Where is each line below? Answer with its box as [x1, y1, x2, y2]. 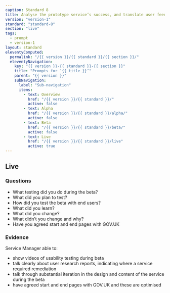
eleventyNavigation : [10, 59, 53, 64]
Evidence [5, 233, 29, 240]
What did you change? [12, 210, 60, 216]
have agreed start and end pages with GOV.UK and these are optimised [12, 281, 162, 288]
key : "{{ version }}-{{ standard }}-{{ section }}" [14, 64, 125, 69]
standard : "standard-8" [5, 21, 56, 27]
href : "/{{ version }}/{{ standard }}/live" [27, 139, 123, 144]
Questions [5, 177, 31, 184]
